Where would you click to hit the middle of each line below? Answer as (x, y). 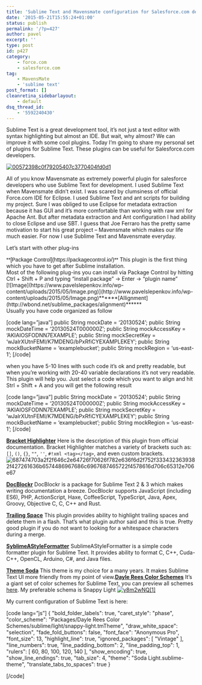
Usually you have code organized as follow (59, 311)
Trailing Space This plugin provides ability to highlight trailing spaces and (97, 515)
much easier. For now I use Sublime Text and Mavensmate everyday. (91, 236)
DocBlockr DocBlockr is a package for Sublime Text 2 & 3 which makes (95, 484)
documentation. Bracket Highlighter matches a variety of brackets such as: (99, 447)
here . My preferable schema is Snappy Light (61, 590)
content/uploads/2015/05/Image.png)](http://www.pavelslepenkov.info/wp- (100, 292)
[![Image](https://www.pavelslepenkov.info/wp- (65, 285)
